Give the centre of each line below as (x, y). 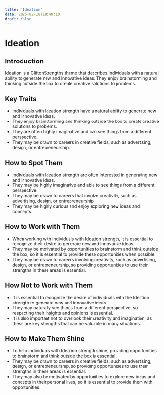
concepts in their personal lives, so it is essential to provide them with (82, 382)
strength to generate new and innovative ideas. (60, 303)
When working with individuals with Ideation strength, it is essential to (82, 239)
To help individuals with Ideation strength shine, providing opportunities (84, 351)
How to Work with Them (43, 227)
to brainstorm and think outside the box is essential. (64, 356)
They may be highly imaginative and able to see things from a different (83, 185)
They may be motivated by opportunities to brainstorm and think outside (85, 249)
